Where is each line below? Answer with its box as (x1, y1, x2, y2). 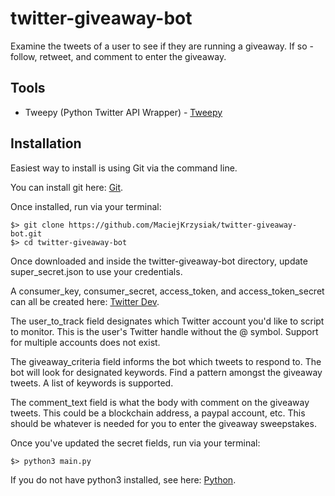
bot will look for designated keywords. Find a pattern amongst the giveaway (10, 366, 323, 378)
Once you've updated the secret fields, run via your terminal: (10, 437, 261, 449)
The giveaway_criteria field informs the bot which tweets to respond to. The (10, 355, 322, 367)
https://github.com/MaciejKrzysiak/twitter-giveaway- (68, 220, 298, 230)
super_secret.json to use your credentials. (10, 265, 183, 277)
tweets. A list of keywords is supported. (10, 377, 174, 389)
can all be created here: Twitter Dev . (10, 295, 160, 307)
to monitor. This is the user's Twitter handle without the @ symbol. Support (10, 325, 319, 337)
